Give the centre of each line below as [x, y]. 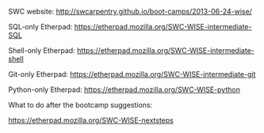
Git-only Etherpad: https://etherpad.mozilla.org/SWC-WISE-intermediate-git [132, 74]
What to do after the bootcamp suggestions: [80, 105]
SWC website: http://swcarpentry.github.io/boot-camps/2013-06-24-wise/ [130, 11]
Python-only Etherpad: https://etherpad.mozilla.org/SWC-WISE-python [124, 89]
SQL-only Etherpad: [40, 27]
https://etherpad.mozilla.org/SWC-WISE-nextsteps [91, 120]
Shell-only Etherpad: [42, 50]
